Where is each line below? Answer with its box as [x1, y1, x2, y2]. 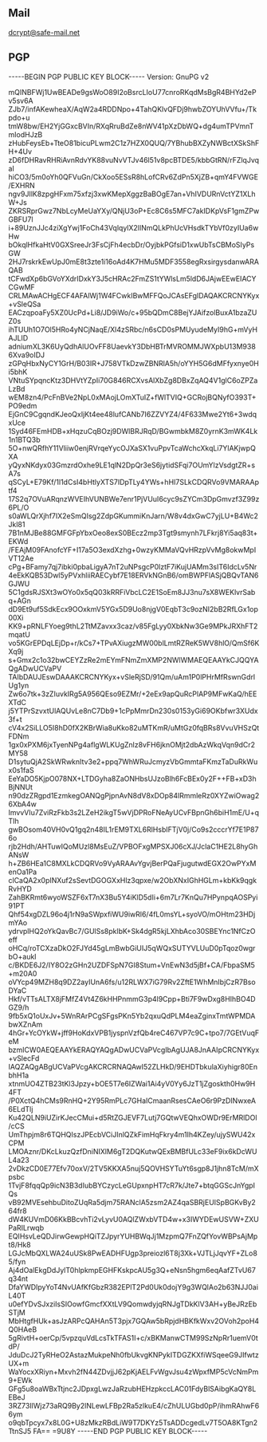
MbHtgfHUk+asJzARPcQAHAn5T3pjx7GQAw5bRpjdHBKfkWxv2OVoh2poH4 [8, 1316, 260, 1326]
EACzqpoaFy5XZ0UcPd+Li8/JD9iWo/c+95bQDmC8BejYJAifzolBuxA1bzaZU [8, 307, 257, 317]
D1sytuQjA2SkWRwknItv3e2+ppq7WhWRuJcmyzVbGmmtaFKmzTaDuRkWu [8, 757, 258, 766]
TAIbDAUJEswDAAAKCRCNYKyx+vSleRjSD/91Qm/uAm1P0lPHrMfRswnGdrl [8, 672, 256, 681]
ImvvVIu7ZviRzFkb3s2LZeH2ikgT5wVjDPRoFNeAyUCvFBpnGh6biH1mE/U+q [8, 807, 260, 817]
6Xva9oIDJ [8, 350, 45, 360]
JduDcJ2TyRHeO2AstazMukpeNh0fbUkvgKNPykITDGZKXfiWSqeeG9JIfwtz [8, 1349, 259, 1359]
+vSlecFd [8, 1053, 40, 1063]
